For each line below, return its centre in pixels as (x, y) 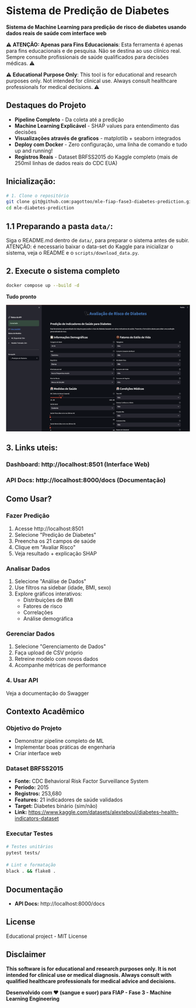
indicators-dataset (37, 818)
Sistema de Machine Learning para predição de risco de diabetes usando (96, 27)
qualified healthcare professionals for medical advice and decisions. (91, 981)
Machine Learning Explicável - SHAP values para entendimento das (97, 126)
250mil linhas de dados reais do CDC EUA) (66, 163)
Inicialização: (31, 182)
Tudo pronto (21, 296)
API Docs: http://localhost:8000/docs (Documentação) (86, 480)
